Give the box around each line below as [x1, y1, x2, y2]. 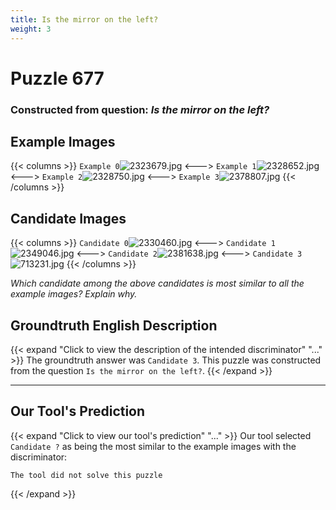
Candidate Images [10, 210, 127, 227]
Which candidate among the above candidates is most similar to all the [10, 277, 305, 290]
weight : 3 [10, 24, 52, 34]
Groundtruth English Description [10, 317, 218, 334]
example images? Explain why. [10, 288, 138, 300]
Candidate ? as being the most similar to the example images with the [10, 440, 297, 452]
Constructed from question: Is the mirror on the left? [10, 102, 270, 116]
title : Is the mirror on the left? [10, 14, 159, 25]
